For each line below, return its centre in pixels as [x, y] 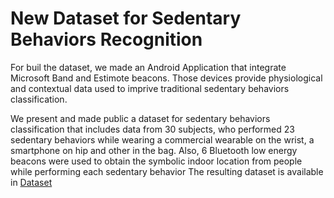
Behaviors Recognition [106, 39]
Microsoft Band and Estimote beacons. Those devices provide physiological [166, 78]
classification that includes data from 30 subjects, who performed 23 [152, 129]
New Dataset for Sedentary [126, 18]
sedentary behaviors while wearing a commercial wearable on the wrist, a [162, 139]
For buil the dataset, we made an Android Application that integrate [148, 67]
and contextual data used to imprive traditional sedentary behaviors [150, 88]
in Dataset [31, 182]
